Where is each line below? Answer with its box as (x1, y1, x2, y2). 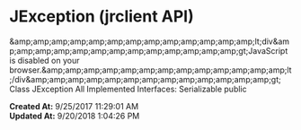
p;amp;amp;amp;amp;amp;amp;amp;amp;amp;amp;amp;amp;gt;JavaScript (9, 45, 288, 56)
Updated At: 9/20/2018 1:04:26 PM (9, 110, 140, 121)
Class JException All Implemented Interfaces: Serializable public (9, 83, 247, 94)
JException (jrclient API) (9, 6, 195, 27)
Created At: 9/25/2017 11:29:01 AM (9, 100, 139, 111)
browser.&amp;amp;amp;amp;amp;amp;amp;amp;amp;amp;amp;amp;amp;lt (9, 65, 292, 75)
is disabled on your (9, 55, 80, 65)
